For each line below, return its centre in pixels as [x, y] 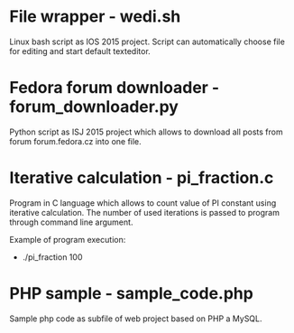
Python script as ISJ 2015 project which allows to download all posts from [146, 132]
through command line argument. [71, 222]
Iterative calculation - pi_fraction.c [142, 178]
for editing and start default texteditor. [80, 51]
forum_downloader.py [94, 107]
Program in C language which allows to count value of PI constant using [143, 203]
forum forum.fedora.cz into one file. [75, 141]
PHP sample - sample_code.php [132, 293]
